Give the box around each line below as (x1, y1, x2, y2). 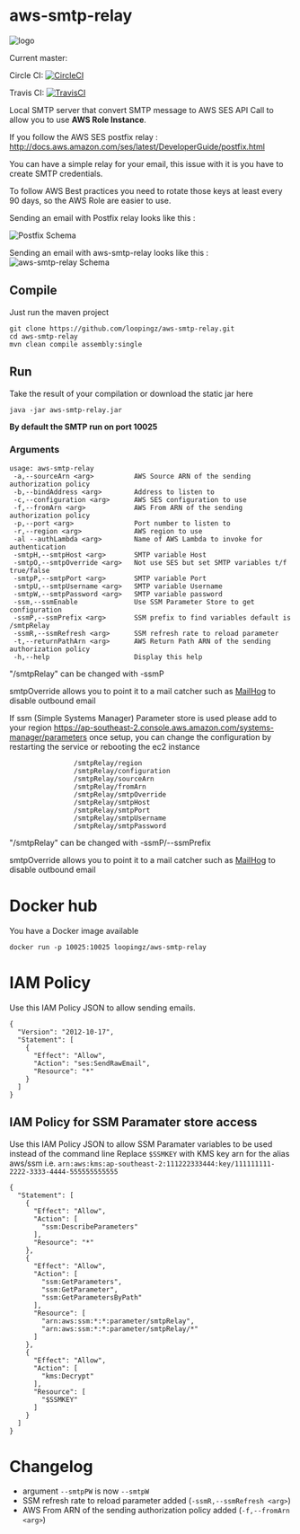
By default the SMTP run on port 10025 (9, 421, 158, 432)
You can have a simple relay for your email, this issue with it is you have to (9, 158, 284, 169)
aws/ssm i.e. (9, 1158, 57, 1168)
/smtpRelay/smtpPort (73, 806, 151, 815)
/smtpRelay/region (73, 758, 143, 768)
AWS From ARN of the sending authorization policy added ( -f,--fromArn (22, 1505, 290, 1516)
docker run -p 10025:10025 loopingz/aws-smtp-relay (9, 942, 207, 952)
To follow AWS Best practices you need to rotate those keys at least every (9, 185, 283, 196)
